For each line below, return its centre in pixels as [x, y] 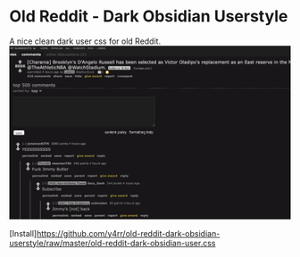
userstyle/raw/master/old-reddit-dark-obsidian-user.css [112, 243]
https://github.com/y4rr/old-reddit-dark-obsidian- [128, 233]
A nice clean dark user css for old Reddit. [85, 41]
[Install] [23, 233]
